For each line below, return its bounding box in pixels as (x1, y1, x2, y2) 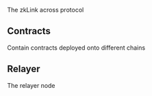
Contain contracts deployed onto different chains (7, 44, 146, 52)
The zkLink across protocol (7, 6, 84, 14)
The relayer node (7, 81, 56, 89)
